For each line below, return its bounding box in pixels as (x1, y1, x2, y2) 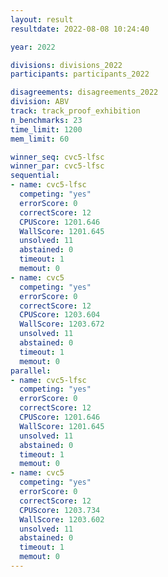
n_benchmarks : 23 (10, 115, 83, 125)
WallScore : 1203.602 (19, 514, 105, 525)
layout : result (10, 14, 74, 25)
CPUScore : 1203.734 (19, 505, 101, 515)
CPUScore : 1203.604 (19, 310, 101, 320)
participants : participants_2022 (10, 69, 150, 80)
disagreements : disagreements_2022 (10, 87, 159, 98)
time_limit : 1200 (10, 124, 83, 135)
